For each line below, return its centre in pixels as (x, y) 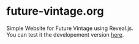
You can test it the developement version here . (65, 34)
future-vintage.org (55, 11)
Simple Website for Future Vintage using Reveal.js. (70, 28)
